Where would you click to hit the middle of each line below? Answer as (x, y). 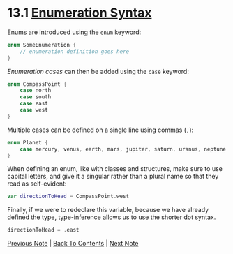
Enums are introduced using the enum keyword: (74, 32)
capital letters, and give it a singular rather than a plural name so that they (113, 177)
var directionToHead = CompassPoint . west (68, 197)
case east (34, 104)
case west (34, 110)
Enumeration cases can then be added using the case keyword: (98, 71)
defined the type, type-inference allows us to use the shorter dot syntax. (112, 217)
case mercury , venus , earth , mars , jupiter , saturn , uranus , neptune (123, 149)
